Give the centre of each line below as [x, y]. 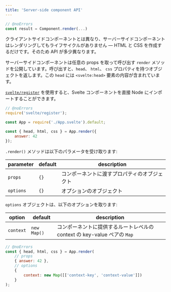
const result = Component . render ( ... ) [46, 28]
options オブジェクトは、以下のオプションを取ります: [62, 205]
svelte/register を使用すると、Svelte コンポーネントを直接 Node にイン [82, 93]
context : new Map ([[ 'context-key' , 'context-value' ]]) [83, 275]
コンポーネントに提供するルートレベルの [105, 227]
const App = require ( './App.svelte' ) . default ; [55, 123]
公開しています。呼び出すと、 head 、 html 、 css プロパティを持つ [81, 69]
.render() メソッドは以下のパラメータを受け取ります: [61, 151]
